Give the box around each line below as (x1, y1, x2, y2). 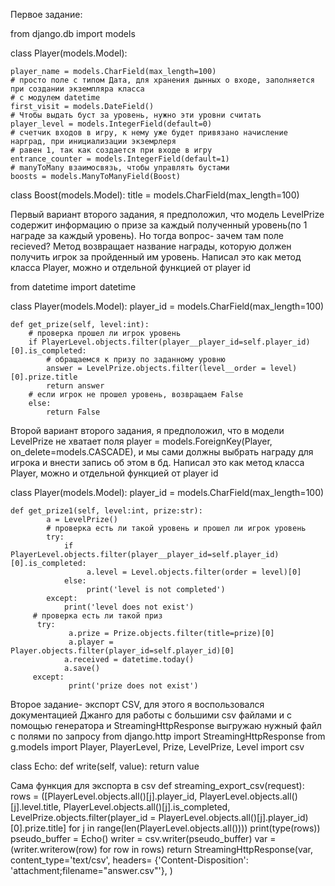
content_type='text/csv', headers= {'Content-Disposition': (10, 854, 249, 866)
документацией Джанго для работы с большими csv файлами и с (10, 709, 292, 721)
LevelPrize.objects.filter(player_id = (10, 812, 157, 823)
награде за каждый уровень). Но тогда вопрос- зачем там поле (10, 230, 285, 241)
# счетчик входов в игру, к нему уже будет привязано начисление (10, 128, 288, 138)
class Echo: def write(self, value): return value (10, 760, 200, 772)
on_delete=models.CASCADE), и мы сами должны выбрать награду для (10, 446, 314, 458)
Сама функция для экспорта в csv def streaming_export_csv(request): (10, 780, 305, 791)
